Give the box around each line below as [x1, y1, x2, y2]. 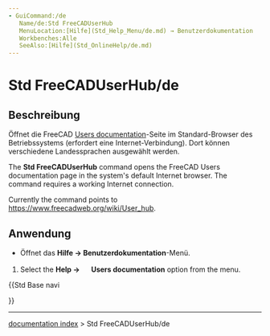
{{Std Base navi [8, 280, 60, 289]
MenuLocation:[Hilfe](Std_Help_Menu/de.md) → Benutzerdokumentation [18, 27, 253, 35]
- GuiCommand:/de [8, 11, 67, 20]
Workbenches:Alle [18, 34, 78, 43]
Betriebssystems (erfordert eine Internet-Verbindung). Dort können [8, 138, 231, 148]
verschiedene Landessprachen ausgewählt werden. [8, 146, 180, 157]
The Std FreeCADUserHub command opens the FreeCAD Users [8, 162, 221, 172]
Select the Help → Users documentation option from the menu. [19, 264, 241, 274]
